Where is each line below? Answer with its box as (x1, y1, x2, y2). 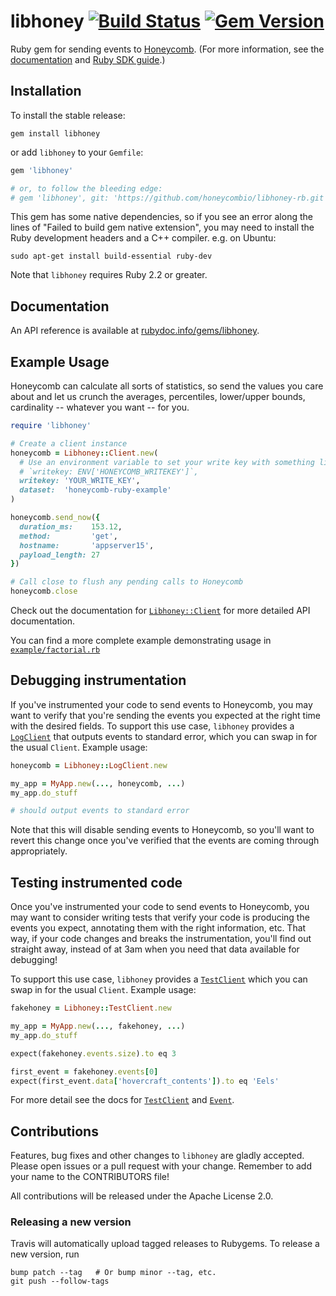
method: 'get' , (19, 531, 118, 541)
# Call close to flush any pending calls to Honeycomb (10, 577, 244, 587)
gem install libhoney (10, 128, 101, 139)
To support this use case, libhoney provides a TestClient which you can (10, 973, 308, 985)
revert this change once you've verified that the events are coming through (10, 835, 320, 847)
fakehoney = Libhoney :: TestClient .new (10, 1003, 172, 1014)
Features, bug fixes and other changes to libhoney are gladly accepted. (10, 1150, 305, 1162)
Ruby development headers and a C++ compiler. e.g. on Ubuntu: (10, 232, 277, 244)
